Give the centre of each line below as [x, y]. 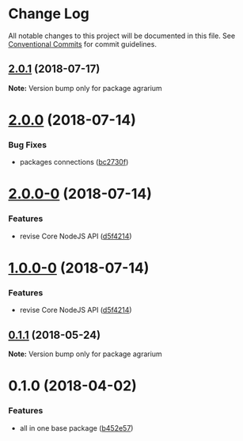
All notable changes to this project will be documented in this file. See [122, 36]
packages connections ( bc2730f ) [74, 162]
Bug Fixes [28, 145]
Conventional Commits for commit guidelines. [82, 44]
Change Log [49, 14]
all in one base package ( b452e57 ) [76, 428]
